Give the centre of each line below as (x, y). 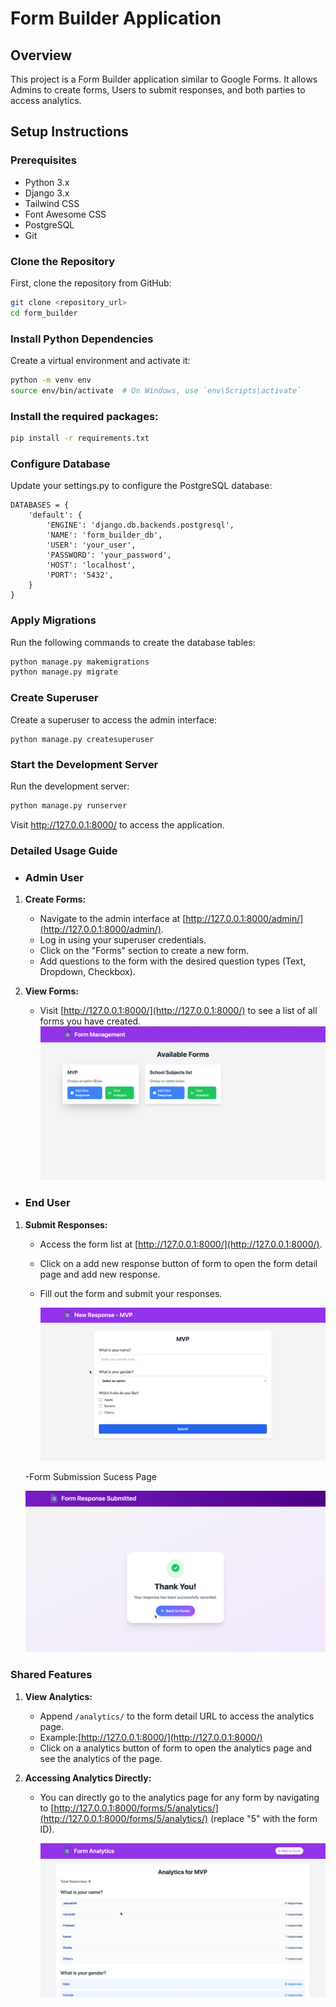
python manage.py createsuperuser (82, 739)
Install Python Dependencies (82, 339)
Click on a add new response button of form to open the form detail (178, 1263)
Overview (41, 55)
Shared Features (51, 1675)
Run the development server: (70, 786)
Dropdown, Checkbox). (87, 971)
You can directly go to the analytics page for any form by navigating (179, 1797)
